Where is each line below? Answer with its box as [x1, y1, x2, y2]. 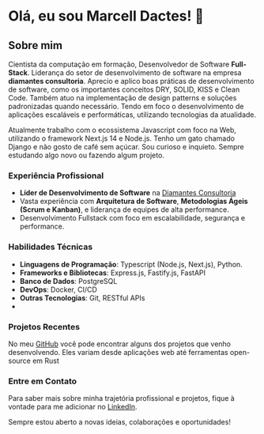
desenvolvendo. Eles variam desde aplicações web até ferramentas [8, 347, 228, 357]
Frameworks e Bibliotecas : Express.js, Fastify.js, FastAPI [19, 268, 206, 277]
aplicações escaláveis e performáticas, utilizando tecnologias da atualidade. [8, 110, 257, 119]
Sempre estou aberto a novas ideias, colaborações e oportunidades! [8, 417, 232, 427]
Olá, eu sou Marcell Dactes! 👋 [8, 7, 204, 25]
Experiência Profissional [8, 170, 104, 181]
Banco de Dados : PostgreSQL [19, 276, 118, 285]
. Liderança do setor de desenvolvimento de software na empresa [27, 68, 242, 77]
